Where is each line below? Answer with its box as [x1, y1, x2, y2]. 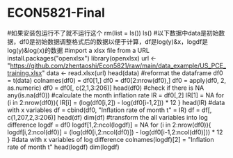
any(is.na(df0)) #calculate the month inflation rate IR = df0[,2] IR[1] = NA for [7, 90, 225, 99]
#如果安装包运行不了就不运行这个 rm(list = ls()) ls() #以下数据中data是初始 [7, 29, 219, 37]
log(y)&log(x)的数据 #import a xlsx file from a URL [7, 46, 150, 54]
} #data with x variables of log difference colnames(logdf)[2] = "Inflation [7, 135, 214, 143]
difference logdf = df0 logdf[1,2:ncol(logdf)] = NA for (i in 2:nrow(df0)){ [7, 120, 211, 129]
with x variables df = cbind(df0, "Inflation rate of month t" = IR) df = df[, [7, 106, 212, 114]
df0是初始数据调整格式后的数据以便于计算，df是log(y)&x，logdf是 [19, 37, 209, 46]
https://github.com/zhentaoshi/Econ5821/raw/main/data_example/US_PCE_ [10, 61, 227, 70]
